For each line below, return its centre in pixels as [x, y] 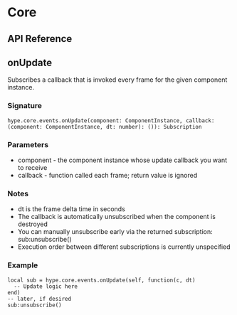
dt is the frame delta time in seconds [72, 209]
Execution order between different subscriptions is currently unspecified [124, 247]
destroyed [32, 224]
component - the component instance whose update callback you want [122, 160]
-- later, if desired [39, 299]
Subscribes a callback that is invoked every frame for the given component [117, 80]
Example [23, 265]
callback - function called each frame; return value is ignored [107, 175]
